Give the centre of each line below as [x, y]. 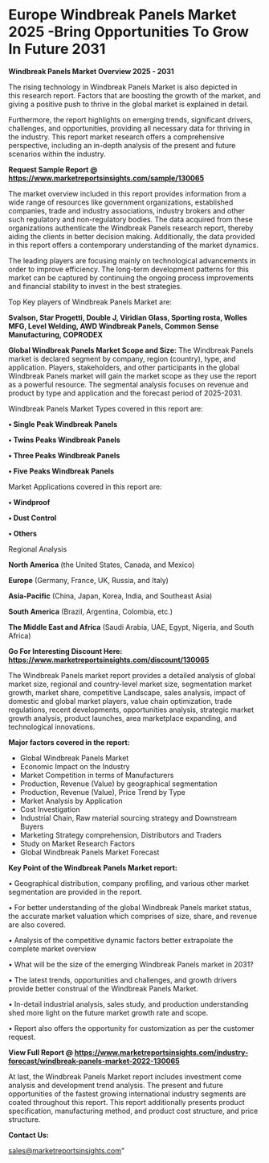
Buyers [32, 826]
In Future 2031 [57, 49]
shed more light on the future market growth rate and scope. [108, 1012]
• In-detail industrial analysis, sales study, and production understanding [128, 1004]
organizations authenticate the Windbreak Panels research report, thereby [131, 228]
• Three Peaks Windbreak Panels [64, 455]
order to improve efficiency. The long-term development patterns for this [128, 269]
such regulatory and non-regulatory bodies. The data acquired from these [130, 219]
